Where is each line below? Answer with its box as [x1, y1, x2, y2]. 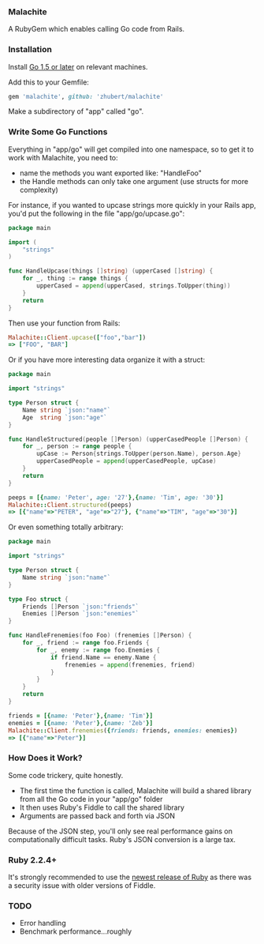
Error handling [19, 919, 66, 928]
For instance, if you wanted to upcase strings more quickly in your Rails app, [8, 200, 256, 209]
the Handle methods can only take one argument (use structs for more [19, 176, 249, 186]
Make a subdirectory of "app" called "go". [8, 107, 144, 116]
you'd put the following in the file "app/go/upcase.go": [8, 209, 185, 218]
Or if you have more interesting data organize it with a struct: [8, 355, 206, 365]
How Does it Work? [8, 753, 83, 764]
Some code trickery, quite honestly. [8, 770, 124, 780]
